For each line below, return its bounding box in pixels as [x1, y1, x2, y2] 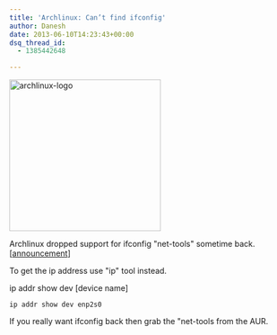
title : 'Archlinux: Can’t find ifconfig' [9, 13, 167, 22]
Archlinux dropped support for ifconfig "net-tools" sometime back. [9, 239, 255, 250]
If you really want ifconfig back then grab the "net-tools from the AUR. [9, 316, 269, 327]
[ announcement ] [9, 248, 72, 259]
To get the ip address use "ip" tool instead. [9, 266, 168, 277]
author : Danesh [9, 22, 66, 31]
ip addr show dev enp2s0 [9, 300, 102, 310]
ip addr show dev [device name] [9, 283, 128, 294]
